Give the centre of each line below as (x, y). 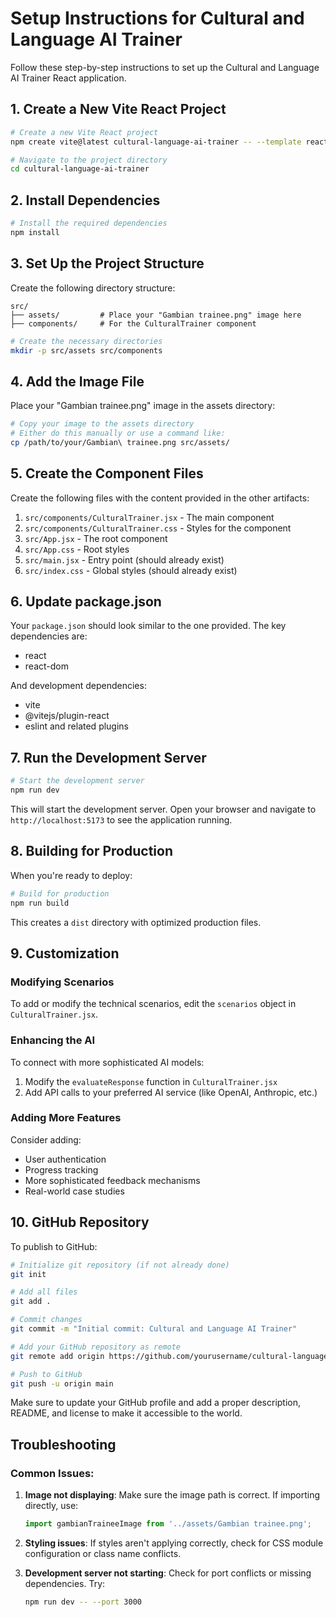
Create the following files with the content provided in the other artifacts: (160, 498)
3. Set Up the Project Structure (107, 263)
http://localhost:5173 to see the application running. (121, 820)
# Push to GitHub (46, 1374)
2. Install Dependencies (85, 200)
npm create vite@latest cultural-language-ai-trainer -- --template (156, 142)
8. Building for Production (91, 851)
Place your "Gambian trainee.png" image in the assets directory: (143, 406)
